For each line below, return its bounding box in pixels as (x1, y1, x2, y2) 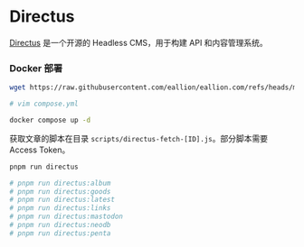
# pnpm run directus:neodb (9, 221, 111, 230)
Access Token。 (9, 144, 71, 155)
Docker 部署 (9, 61, 63, 74)
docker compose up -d (9, 115, 91, 124)
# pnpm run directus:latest (9, 196, 116, 205)
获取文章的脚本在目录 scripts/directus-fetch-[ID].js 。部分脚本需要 (9, 133, 269, 143)
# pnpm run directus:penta (9, 228, 111, 238)
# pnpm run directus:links (9, 204, 111, 213)
